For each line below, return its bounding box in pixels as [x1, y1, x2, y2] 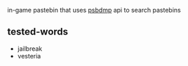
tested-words [7, 26, 69, 38]
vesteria [17, 51, 41, 60]
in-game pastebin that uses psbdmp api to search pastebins [7, 6, 181, 14]
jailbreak [17, 44, 43, 53]
